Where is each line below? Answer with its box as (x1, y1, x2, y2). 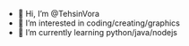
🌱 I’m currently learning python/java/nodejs (17, 27, 177, 37)
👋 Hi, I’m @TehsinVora (17, 9, 100, 19)
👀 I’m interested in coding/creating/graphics (17, 18, 181, 28)
